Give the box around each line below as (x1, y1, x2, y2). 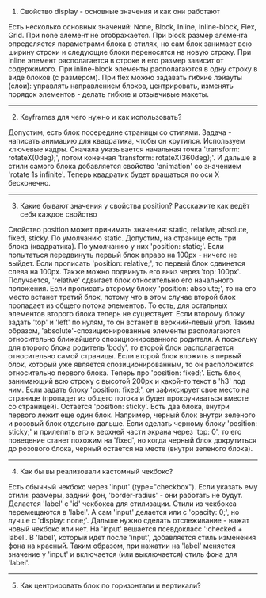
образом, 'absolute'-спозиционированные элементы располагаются (8, 326, 241, 335)
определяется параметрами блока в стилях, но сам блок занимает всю (8, 39, 253, 48)
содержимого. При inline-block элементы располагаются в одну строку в (8, 64, 258, 74)
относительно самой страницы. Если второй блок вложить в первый (8, 351, 241, 360)
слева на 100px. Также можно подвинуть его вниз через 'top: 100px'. (8, 267, 241, 276)
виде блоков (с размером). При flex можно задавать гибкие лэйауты (8, 73, 243, 82)
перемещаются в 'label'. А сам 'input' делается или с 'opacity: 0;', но (8, 508, 240, 516)
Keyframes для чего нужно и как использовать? (19, 113, 182, 121)
